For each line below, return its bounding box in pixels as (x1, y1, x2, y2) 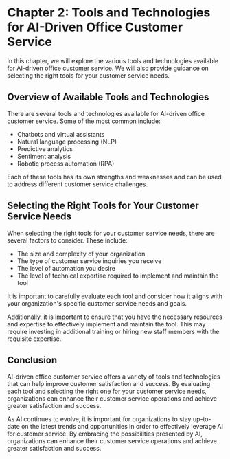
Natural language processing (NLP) (16, 137, 117, 146)
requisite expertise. (7, 335, 62, 343)
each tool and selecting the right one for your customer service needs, (7, 387, 207, 396)
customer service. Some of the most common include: (7, 117, 161, 125)
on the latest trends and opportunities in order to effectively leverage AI (21, 423, 224, 431)
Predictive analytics (16, 144, 73, 153)
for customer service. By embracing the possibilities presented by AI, (7, 429, 203, 438)
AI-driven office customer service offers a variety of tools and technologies (7, 372, 221, 381)
